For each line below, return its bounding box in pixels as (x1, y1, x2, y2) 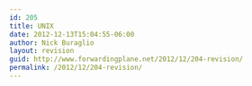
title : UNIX (9, 21, 54, 30)
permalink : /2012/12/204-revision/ (9, 64, 143, 73)
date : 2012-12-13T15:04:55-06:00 (9, 30, 135, 39)
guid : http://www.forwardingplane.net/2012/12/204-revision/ (9, 55, 244, 64)
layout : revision (9, 47, 75, 56)
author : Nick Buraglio (9, 38, 94, 47)
